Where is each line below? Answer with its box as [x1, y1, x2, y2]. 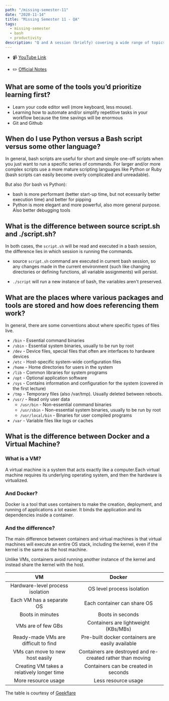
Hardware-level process [10, 582, 68, 589]
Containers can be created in [84, 663, 153, 670]
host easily [26, 655, 52, 662]
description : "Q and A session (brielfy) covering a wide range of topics [5, 40, 165, 45]
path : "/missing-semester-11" [5, 7, 69, 13]
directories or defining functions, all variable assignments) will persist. [12, 269, 158, 275]
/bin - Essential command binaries [12, 338, 84, 343]
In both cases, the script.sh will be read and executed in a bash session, [5, 243, 157, 249]
